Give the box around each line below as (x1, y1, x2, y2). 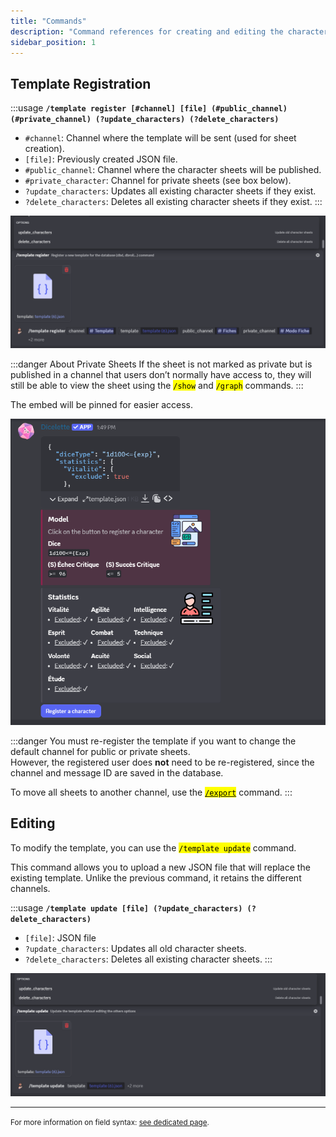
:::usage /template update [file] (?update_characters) (10, 901, 243, 914)
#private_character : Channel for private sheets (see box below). (24, 175, 292, 187)
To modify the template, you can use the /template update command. (10, 841, 297, 854)
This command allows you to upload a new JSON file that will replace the (10, 861, 311, 873)
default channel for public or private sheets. (10, 746, 191, 758)
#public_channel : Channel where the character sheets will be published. (24, 164, 322, 176)
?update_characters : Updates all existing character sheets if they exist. (24, 185, 317, 197)
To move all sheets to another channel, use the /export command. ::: (10, 786, 293, 799)
